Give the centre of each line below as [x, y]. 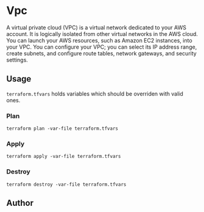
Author [20, 203]
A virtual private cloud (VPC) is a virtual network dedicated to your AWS [97, 27]
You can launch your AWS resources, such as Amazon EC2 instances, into [100, 40]
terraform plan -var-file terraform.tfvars [62, 129]
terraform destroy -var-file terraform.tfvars [66, 184]
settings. [17, 60]
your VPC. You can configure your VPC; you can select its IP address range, [102, 47]
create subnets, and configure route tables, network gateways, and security [101, 53]
